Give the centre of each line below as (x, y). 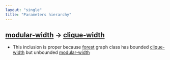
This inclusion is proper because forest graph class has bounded (81, 47)
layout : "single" (24, 10)
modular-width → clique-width (55, 35)
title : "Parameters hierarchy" (38, 15)
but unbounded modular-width (58, 52)
